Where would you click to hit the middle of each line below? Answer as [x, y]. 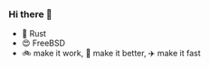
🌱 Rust [34, 34]
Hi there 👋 [31, 14]
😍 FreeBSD [43, 43]
